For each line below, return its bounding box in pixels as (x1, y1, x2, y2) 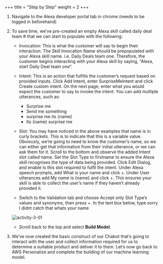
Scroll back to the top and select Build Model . (19, 224, 111, 230)
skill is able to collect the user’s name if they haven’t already (19, 180, 140, 186)
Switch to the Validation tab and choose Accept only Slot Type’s (19, 195, 147, 201)
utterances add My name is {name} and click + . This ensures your (19, 175, 152, 181)
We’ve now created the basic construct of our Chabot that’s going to (11, 234, 149, 239)
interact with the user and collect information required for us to (11, 239, 138, 244)
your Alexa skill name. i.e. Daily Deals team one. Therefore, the (19, 53, 145, 59)
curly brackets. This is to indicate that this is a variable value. (19, 134, 142, 139)
